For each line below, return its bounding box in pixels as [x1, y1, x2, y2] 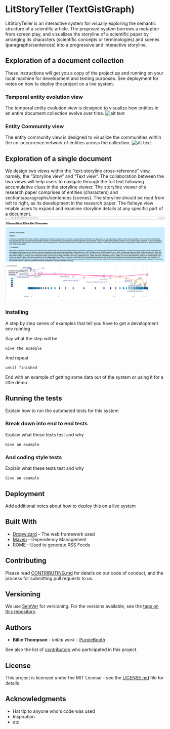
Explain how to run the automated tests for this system [5, 408, 119, 414]
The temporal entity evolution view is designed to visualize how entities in [5, 105, 159, 111]
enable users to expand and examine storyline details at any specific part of [5, 206, 163, 212]
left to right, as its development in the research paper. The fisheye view [5, 200, 153, 206]
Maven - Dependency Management [12, 536, 87, 542]
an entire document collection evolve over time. [5, 110, 105, 116]
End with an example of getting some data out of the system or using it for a [5, 374, 163, 380]
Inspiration [12, 713, 35, 719]
